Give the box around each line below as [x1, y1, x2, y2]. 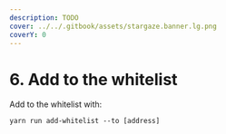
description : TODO [9, 13, 79, 23]
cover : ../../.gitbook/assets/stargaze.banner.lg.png [9, 22, 218, 31]
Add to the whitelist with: [9, 99, 103, 110]
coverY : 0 [9, 30, 47, 39]
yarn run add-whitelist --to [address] [9, 117, 161, 126]
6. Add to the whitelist [9, 69, 179, 90]
